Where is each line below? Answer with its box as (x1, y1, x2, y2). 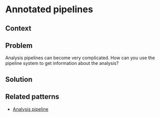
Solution (5, 75, 33, 84)
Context (5, 24, 32, 33)
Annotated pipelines (5, 4, 93, 15)
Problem (5, 41, 33, 50)
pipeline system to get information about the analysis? (5, 60, 119, 66)
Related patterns (5, 92, 60, 101)
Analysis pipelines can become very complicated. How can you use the (5, 55, 155, 61)
